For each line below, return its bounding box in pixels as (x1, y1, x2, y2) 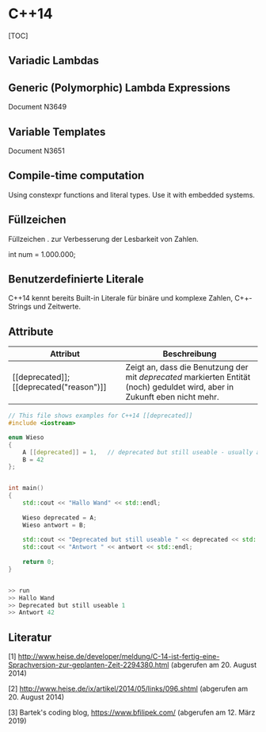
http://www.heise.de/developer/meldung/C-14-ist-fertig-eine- (17, 652, 220, 661)
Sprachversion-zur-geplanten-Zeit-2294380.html (8, 660, 169, 670)
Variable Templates (8, 125, 106, 139)
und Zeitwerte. (32, 302, 82, 312)
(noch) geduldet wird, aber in (125, 381, 234, 393)
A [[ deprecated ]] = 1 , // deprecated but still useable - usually (22, 448, 253, 456)
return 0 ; (22, 558, 55, 566)
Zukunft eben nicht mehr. (125, 392, 219, 403)
